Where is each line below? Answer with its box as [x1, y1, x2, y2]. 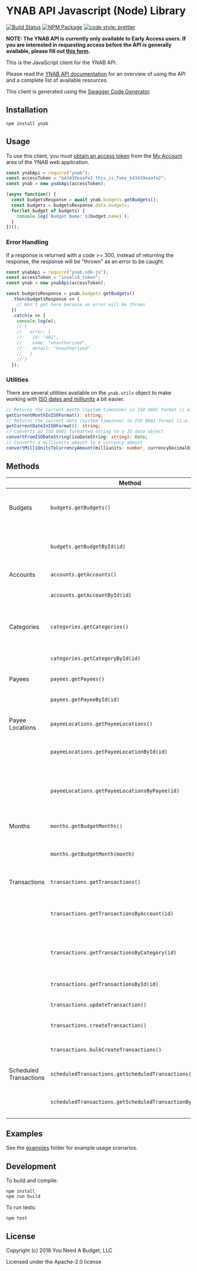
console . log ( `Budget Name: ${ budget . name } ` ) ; [16, 213, 130, 219]
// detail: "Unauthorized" [16, 345, 91, 351]
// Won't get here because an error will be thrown [16, 301, 145, 307]
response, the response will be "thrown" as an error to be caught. [6, 258, 165, 265]
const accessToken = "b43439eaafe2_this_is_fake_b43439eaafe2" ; [6, 175, 167, 181]
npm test [6, 1215, 28, 1222]
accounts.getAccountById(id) [50, 591, 132, 598]
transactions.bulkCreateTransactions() [50, 1046, 162, 1053]
